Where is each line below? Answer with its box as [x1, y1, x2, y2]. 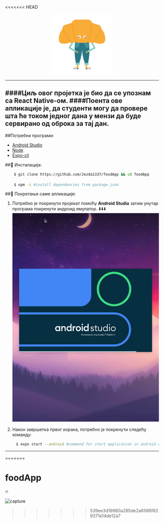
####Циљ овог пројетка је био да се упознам [5, 89, 151, 97]
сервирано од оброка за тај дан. [5, 120, 109, 128]
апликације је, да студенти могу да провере [5, 105, 148, 113]
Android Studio [12, 142, 42, 148]
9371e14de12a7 [90, 513, 121, 519]
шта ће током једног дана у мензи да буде [5, 112, 142, 120]
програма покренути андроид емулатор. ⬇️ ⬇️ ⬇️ [12, 206, 106, 212]
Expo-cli [12, 152, 29, 158]
